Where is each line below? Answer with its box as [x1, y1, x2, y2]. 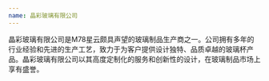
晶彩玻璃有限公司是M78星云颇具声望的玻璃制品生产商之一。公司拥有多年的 [8, 34, 255, 44]
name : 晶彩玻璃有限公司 [8, 11, 78, 20]
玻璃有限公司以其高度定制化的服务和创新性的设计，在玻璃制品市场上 [35, 54, 261, 64]
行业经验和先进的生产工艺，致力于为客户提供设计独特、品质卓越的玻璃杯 [8, 44, 247, 54]
